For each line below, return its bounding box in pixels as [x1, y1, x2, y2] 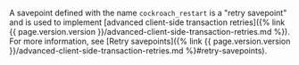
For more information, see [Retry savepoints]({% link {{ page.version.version [9, 36, 291, 46]
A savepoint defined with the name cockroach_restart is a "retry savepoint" [9, 8, 287, 18]
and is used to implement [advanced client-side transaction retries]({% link [9, 17, 286, 28]
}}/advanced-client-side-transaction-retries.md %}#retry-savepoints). [9, 45, 268, 56]
